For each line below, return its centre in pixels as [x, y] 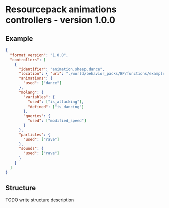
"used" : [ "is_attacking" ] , [56, 102]
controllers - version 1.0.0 [60, 20]
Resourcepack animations [61, 9]
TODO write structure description [40, 200]
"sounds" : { [31, 149]
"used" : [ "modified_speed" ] [57, 121]
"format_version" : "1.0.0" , [39, 55]
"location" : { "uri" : [41, 74]
